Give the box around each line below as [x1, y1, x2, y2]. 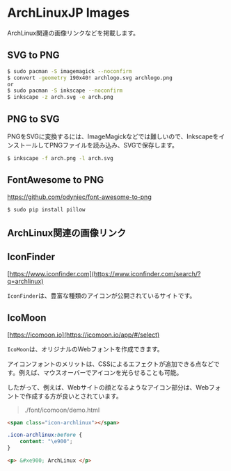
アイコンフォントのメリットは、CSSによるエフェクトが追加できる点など [7, 360, 214, 368]
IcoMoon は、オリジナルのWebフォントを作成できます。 [7, 344, 164, 353]
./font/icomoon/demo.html [24, 406, 100, 414]
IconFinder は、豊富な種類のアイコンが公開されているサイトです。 [7, 291, 196, 300]
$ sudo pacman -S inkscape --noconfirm [7, 87, 123, 95]
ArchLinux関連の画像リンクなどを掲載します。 [7, 29, 140, 37]
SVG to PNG [7, 49, 61, 61]
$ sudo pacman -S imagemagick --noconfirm [7, 67, 132, 74]
